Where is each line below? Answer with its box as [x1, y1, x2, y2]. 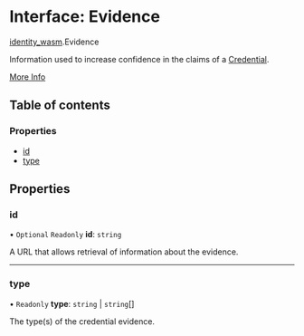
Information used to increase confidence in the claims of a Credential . [9, 53, 270, 64]
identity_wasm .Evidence [9, 36, 100, 47]
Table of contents [9, 98, 110, 113]
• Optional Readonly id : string [9, 229, 122, 240]
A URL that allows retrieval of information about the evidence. [9, 246, 239, 257]
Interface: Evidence [9, 6, 161, 27]
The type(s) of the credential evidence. [9, 315, 156, 327]
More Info [9, 71, 46, 82]
